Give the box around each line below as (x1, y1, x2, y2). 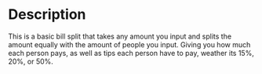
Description (8, 6, 86, 24)
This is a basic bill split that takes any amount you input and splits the (8, 31, 232, 41)
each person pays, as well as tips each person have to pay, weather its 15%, (8, 48, 255, 57)
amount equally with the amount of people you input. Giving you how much (8, 39, 251, 49)
